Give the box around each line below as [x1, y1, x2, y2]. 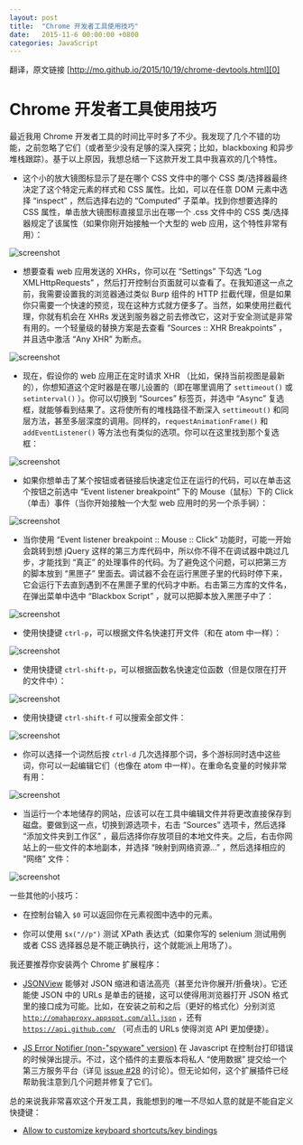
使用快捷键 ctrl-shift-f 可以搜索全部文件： [22, 712, 187, 723]
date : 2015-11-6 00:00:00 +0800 [9, 30, 140, 39]
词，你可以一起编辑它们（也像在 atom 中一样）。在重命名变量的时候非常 [22, 760, 287, 771]
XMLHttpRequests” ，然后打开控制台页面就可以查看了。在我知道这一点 [22, 277, 286, 288]
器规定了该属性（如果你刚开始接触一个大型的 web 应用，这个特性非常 [22, 218, 280, 229]
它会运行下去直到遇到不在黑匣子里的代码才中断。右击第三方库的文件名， [22, 579, 291, 590]
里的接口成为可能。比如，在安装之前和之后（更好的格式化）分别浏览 [22, 1000, 276, 1012]
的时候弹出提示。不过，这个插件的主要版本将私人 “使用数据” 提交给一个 [22, 1054, 288, 1065]
